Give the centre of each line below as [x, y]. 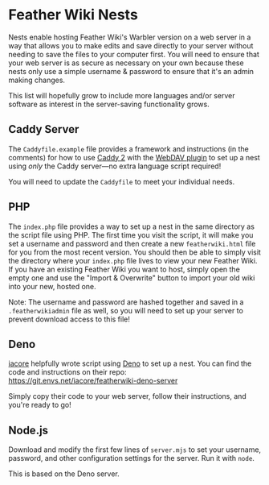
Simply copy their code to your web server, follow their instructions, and [127, 396]
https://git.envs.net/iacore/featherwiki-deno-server [93, 381]
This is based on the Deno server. [64, 474]
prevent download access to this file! [69, 319]
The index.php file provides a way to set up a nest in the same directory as [132, 226]
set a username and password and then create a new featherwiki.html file [132, 243]
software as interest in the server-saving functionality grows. [109, 104]
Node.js [29, 430]
